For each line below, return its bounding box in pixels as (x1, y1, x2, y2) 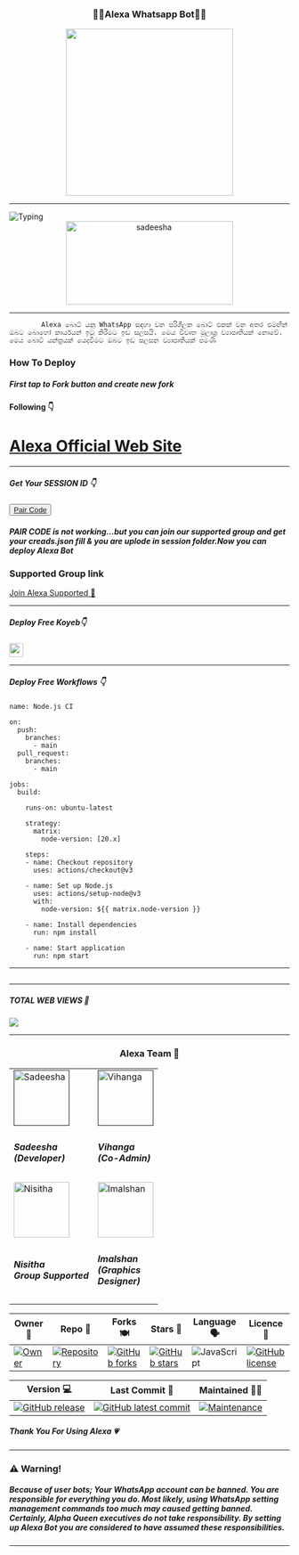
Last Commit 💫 (109, 1384, 174, 1396)
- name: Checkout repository (25, 859, 133, 867)
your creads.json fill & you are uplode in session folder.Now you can (9, 535, 267, 546)
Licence (248, 1317, 283, 1330)
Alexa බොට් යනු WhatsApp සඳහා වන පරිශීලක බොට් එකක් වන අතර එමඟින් (41, 321, 287, 330)
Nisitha (13, 1258, 45, 1271)
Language (192, 1315, 237, 1328)
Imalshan (97, 1253, 139, 1266)
